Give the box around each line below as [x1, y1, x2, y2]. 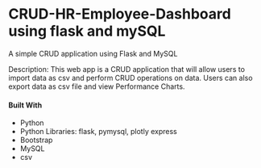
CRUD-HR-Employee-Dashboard [8, 5, 231, 23]
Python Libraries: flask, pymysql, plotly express [19, 127, 177, 136]
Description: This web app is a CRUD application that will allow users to [8, 64, 246, 73]
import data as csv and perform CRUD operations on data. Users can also [8, 73, 253, 82]
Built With [8, 100, 43, 110]
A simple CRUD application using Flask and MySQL [8, 48, 178, 58]
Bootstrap [19, 135, 53, 145]
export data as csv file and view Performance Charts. [8, 82, 185, 91]
